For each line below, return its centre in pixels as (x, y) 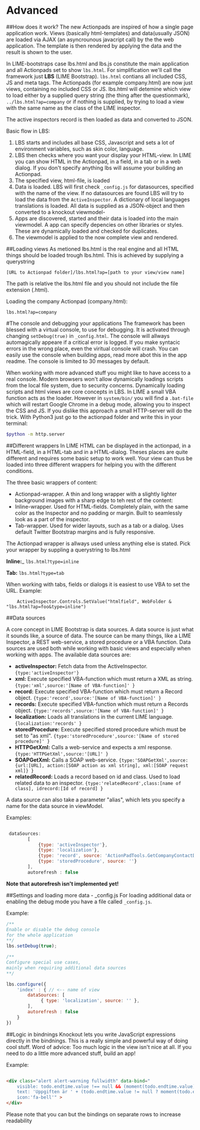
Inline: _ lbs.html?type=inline (43, 561)
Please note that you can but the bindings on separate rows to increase (94, 1115)
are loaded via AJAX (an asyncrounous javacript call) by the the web (90, 39)
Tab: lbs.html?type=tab (35, 572)
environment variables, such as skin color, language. (79, 149)
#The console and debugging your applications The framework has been (96, 323)
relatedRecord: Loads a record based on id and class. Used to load (97, 777)
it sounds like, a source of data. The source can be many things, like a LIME (99, 636)
